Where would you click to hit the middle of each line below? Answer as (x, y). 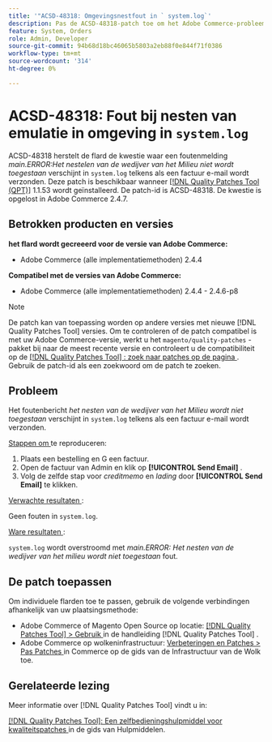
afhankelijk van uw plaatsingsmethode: (73, 610)
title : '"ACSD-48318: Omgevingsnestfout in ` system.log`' (110, 16)
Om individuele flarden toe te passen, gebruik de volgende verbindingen (129, 602)
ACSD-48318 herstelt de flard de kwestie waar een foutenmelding (118, 156)
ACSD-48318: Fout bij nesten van (123, 116)
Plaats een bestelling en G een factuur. (85, 459)
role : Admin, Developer (49, 39)
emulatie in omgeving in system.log (128, 133)
